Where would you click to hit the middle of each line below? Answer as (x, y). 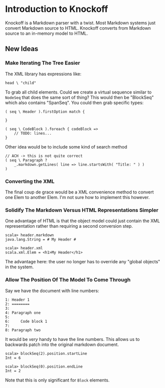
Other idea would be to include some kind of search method (66, 146)
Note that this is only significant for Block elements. (57, 380)
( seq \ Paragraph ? (26, 160)
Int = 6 (13, 358)
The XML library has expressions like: (43, 74)
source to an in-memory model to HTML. (47, 33)
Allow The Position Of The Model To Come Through (68, 280)
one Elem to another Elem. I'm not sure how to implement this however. (77, 197)
